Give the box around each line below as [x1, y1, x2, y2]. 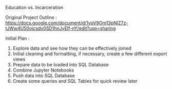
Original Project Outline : [5, 14, 58, 20]
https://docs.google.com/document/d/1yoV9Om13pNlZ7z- [5, 20, 128, 26]
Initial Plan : [5, 35, 30, 41]
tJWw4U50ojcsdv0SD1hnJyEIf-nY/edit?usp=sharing [5, 25, 116, 31]
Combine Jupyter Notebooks [12, 67, 74, 73]
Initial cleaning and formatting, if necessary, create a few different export [12, 51, 167, 57]
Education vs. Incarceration [5, 5, 64, 10]
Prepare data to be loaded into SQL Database [12, 62, 109, 67]
